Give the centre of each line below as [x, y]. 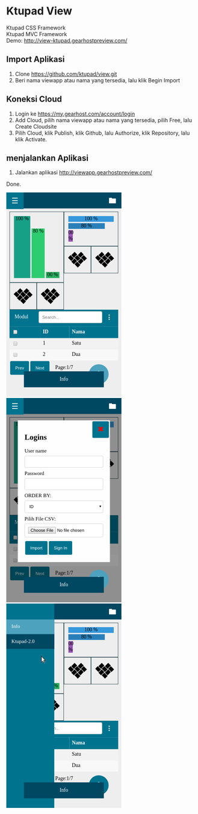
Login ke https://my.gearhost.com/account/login [75, 114]
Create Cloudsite [36, 126]
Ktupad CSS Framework [36, 28]
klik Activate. [31, 139]
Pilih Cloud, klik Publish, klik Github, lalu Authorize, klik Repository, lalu [102, 133]
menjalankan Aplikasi [48, 158]
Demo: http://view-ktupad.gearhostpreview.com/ [67, 40]
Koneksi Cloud [34, 99]
